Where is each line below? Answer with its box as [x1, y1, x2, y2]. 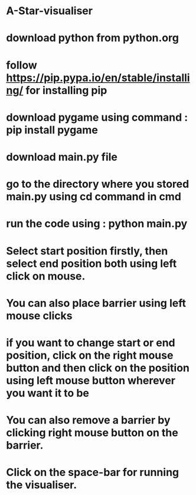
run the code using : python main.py [6, 217, 188, 230]
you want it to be [6, 386, 90, 400]
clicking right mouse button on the [6, 426, 178, 439]
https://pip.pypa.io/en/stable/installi [6, 71, 190, 84]
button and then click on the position [6, 361, 190, 374]
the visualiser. [6, 478, 77, 492]
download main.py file [6, 150, 118, 163]
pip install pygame [6, 123, 99, 137]
